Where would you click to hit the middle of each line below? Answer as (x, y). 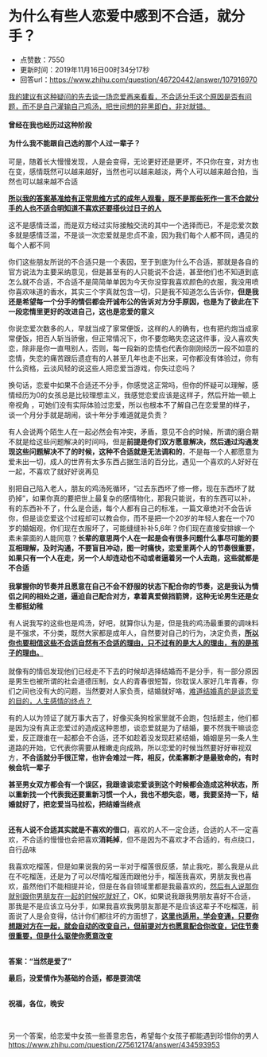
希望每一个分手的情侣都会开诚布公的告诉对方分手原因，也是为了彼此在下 (140, 301)
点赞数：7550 (42, 60)
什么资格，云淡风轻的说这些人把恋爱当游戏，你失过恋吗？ (102, 368)
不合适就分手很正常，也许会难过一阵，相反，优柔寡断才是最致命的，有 (137, 757)
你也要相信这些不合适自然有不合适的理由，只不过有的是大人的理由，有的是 (130, 643)
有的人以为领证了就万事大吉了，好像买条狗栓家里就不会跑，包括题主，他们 (130, 718)
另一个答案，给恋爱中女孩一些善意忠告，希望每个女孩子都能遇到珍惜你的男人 (133, 1036)
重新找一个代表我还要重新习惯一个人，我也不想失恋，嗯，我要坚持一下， (133, 794)
